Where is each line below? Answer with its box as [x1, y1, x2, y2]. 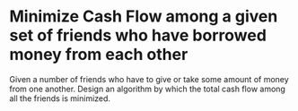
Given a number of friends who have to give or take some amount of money [9, 73, 289, 84]
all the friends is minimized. [9, 92, 110, 104]
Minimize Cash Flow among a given [9, 6, 278, 27]
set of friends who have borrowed [9, 25, 267, 46]
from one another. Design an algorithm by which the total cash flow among [9, 83, 285, 94]
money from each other [9, 45, 188, 64]
